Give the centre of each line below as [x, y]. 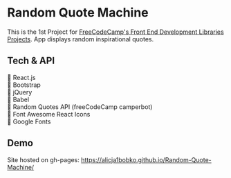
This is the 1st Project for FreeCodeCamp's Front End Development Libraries [115, 32]
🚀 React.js [21, 77]
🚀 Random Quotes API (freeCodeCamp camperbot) [80, 107]
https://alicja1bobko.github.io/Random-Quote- [146, 159]
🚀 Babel [18, 99]
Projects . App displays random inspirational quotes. [81, 39]
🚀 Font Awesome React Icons [49, 114]
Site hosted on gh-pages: [43, 159]
